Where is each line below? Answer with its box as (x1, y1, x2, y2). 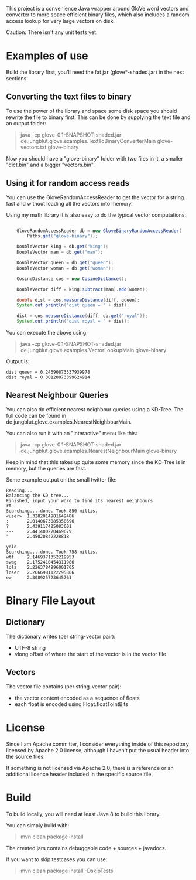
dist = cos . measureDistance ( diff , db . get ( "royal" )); (16, 313, 148, 319)
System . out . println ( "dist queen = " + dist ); (16, 302, 130, 308)
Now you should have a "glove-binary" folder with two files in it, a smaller (6, 155, 183, 162)
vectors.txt (20, 144, 47, 151)
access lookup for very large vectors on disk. (6, 18, 115, 24)
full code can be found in (6, 412, 67, 419)
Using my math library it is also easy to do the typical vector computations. (6, 211, 187, 219)
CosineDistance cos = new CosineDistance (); (16, 275, 127, 282)
